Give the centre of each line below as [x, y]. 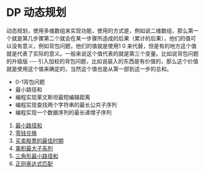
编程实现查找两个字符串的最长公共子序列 [66, 105]
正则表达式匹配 [34, 163]
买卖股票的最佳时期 [39, 141]
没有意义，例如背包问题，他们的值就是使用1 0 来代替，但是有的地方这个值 [104, 46]
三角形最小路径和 [37, 156]
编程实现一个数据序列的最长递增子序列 [63, 112]
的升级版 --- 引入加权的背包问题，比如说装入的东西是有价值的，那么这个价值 [103, 61]
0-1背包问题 [30, 82]
